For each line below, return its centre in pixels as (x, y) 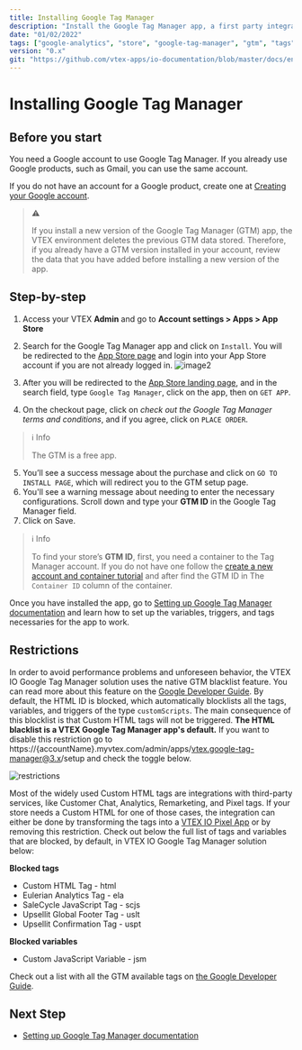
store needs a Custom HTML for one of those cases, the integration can (142, 812)
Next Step (38, 1014)
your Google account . (49, 196)
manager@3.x (35, 758)
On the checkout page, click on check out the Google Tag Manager (147, 409)
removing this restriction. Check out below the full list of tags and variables (148, 831)
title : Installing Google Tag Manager (82, 18)
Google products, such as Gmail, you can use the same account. (129, 169)
